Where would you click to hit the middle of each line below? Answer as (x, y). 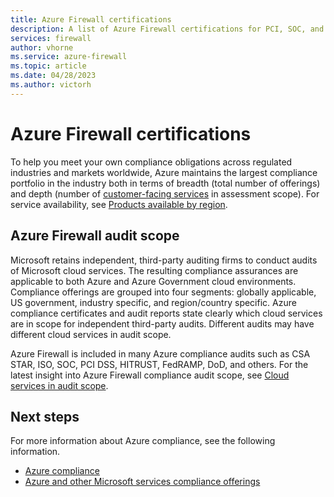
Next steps (45, 416)
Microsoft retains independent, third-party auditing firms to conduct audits (164, 260)
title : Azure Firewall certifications (91, 19)
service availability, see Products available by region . (119, 204)
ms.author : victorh (51, 85)
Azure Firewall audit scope (95, 236)
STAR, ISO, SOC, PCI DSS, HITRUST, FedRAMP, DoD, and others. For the (159, 364)
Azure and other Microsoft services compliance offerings (142, 482)
